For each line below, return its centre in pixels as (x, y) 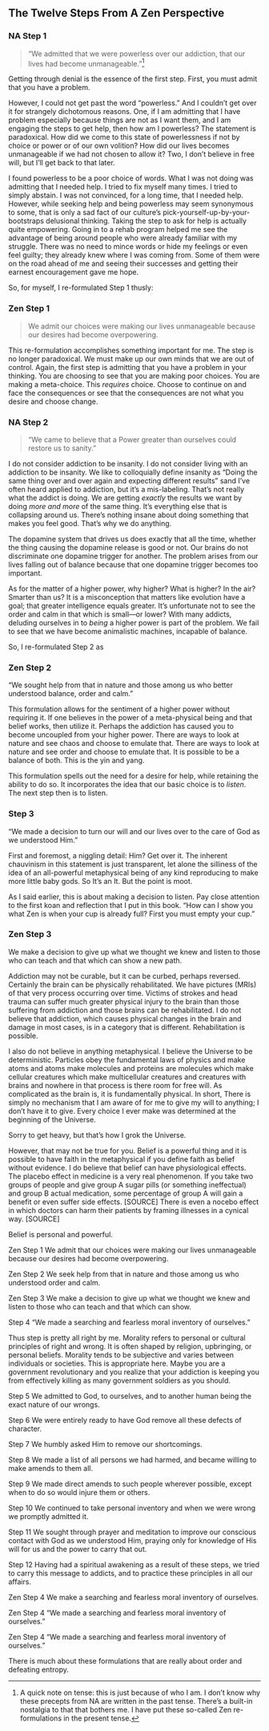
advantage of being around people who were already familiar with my (123, 238)
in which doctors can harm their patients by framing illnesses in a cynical (128, 1210)
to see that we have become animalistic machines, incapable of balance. (128, 631)
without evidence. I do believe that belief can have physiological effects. (127, 1167)
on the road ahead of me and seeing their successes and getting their (123, 263)
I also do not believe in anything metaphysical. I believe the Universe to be (130, 1051)
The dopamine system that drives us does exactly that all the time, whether (132, 539)
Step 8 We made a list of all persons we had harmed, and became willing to (132, 1460)
